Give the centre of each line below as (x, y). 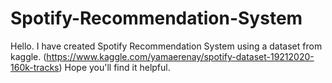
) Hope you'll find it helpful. (114, 67)
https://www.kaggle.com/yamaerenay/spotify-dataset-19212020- (180, 56)
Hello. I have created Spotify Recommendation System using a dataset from (166, 46)
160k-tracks (35, 67)
